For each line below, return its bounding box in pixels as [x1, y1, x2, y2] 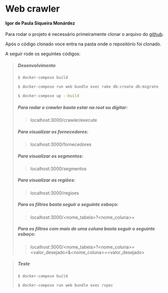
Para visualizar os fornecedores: [17, 128, 89, 134]
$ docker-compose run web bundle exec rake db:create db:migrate [17, 84, 158, 89]
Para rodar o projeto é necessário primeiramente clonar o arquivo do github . [5, 31, 164, 37]
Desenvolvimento [17, 62, 56, 68]
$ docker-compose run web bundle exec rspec [17, 282, 113, 288]
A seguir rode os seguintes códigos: [5, 51, 81, 57]
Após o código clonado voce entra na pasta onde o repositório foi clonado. [5, 41, 162, 47]
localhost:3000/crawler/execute [30, 117, 97, 123]
